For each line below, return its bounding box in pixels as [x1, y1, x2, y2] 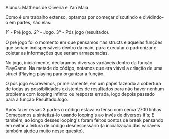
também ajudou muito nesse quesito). [5, 128, 85, 134]
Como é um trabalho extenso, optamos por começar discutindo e [5, 14, 142, 20]
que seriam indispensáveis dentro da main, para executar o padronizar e [5, 45, 157, 50]
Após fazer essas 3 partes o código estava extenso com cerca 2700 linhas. [5, 107, 163, 112]
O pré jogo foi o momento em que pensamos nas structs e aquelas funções [5, 39, 163, 45]
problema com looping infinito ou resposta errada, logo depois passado [5, 91, 155, 97]
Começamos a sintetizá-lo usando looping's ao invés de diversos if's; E [5, 112, 155, 118]
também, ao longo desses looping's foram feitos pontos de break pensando [5, 117, 164, 123]
